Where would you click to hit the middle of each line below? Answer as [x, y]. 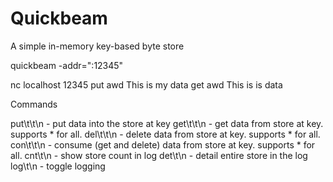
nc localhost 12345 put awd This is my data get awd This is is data [146, 84]
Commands [34, 104]
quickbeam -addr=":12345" [67, 65]
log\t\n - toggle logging [58, 166]
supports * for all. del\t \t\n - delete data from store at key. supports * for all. [165, 134]
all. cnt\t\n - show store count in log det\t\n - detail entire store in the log [159, 155]
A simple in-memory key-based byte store [97, 46]
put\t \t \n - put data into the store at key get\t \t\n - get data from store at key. [167, 123]
